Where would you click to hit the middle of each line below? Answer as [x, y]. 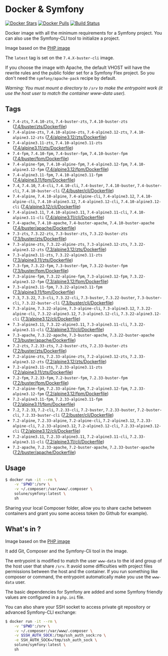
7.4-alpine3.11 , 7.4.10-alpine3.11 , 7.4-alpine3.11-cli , [70, 212]
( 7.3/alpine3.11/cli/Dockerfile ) [74, 329]
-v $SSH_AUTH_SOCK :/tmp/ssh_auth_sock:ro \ [60, 635]
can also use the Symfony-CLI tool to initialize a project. [62, 38]
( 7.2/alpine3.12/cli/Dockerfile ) [51, 431]
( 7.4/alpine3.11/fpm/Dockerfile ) [44, 180]
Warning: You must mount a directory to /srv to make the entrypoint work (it [84, 88]
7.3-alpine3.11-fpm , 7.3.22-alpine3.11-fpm [57, 287]
